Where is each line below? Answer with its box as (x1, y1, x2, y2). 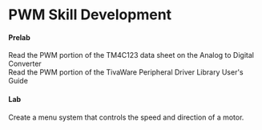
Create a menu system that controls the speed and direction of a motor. (8, 112, 244, 122)
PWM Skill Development (8, 6, 172, 24)
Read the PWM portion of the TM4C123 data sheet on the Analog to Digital (8, 51, 255, 60)
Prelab (8, 32, 30, 42)
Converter (8, 59, 42, 69)
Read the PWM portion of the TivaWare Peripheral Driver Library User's (8, 67, 244, 77)
